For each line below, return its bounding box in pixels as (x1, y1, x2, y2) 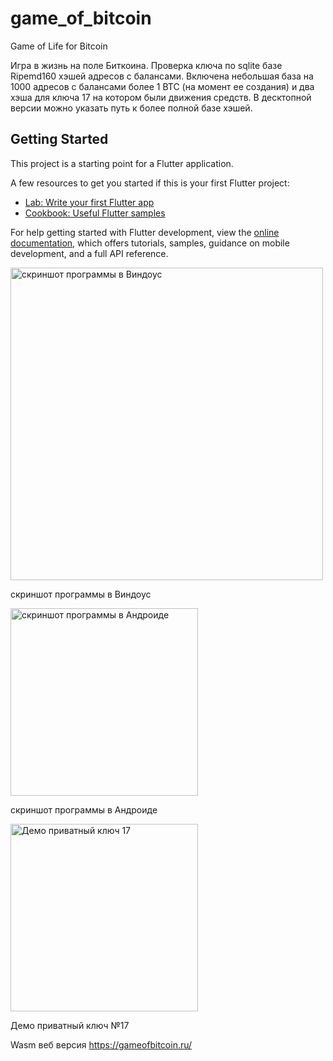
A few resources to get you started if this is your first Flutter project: (10, 177, 290, 189)
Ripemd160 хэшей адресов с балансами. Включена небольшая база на (10, 70, 314, 82)
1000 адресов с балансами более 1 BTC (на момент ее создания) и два (10, 80, 315, 92)
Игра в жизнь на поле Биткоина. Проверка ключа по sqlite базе (10, 59, 283, 71)
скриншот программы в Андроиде (10, 803, 158, 816)
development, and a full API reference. (10, 247, 169, 259)
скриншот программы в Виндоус (10, 588, 152, 600)
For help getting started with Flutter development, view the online (10, 226, 280, 238)
